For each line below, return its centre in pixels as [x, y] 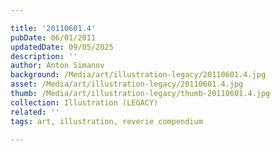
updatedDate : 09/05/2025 [62, 47]
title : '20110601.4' [53, 28]
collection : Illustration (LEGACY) [84, 102]
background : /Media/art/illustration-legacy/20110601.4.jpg [138, 75]
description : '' [44, 56]
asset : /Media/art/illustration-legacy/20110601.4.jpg [127, 84]
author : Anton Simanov [57, 66]
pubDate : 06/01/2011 [53, 37]
